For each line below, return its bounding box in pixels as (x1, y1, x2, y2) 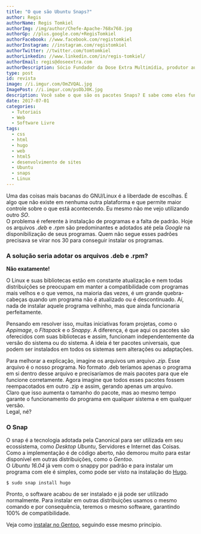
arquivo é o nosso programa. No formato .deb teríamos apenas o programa (6, 363, 191, 371)
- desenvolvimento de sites (11, 159, 82, 165)
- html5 (11, 153, 31, 159)
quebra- (163, 290, 184, 297)
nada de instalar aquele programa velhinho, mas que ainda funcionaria (6, 302, 180, 310)
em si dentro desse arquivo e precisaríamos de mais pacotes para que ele (6, 370, 188, 377)
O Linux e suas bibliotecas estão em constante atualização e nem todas (6, 277, 183, 284)
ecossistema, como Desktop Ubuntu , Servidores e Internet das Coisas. (6, 443, 181, 450)
